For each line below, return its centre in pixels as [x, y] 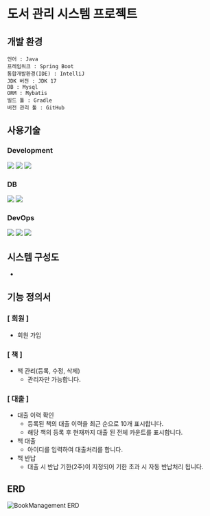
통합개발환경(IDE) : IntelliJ [46, 74]
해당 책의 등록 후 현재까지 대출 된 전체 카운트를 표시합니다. [105, 432]
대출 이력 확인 [35, 415]
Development [30, 151]
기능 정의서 [29, 298]
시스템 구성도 [33, 257]
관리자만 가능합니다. [54, 380]
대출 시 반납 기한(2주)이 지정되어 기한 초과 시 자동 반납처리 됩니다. [115, 467]
